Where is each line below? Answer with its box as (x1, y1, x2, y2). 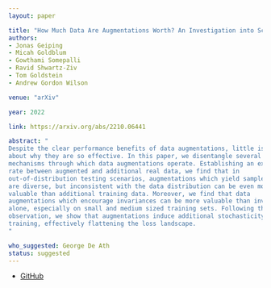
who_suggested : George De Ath (8, 241, 110, 250)
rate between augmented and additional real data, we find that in (8, 167, 240, 175)
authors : (8, 34, 38, 42)
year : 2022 (8, 108, 45, 116)
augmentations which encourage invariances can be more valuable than (8, 197, 251, 206)
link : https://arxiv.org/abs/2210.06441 (8, 123, 147, 131)
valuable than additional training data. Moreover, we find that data (8, 190, 251, 198)
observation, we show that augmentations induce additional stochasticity (8, 212, 265, 220)
